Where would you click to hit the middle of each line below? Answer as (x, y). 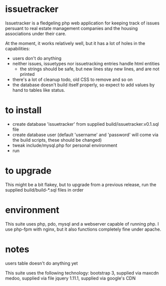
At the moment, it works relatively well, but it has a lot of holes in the (75, 43)
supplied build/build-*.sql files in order (44, 190)
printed (27, 74)
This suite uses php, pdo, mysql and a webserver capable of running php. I (82, 224)
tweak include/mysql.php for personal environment (65, 145)
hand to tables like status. (39, 90)
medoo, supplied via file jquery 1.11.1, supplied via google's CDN (71, 278)
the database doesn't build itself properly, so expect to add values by (83, 85)
